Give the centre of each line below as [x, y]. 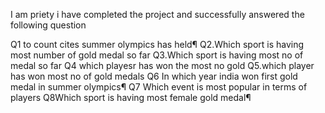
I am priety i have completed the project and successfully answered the [157, 14]
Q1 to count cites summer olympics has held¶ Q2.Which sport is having [157, 44]
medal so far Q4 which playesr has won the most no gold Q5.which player [162, 65]
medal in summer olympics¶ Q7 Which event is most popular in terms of [159, 87]
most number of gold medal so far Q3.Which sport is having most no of [157, 55]
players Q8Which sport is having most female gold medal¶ [131, 97]
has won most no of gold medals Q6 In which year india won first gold [154, 76]
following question [48, 25]
